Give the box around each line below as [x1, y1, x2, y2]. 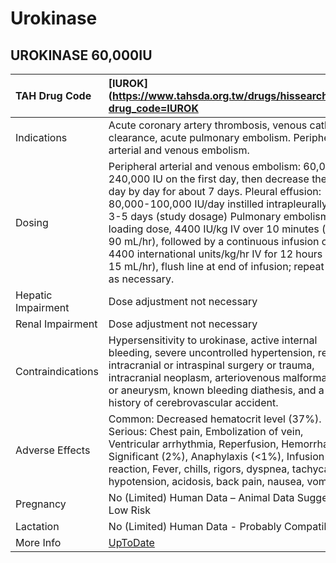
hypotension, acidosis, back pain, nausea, [108, 475, 305, 488]
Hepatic [15, 288, 53, 302]
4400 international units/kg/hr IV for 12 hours [108, 247, 323, 261]
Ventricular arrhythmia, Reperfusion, [108, 437, 279, 451]
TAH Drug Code [15, 89, 92, 102]
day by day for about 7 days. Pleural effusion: [108, 185, 322, 198]
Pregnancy [15, 497, 67, 511]
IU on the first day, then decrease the [152, 172, 328, 186]
